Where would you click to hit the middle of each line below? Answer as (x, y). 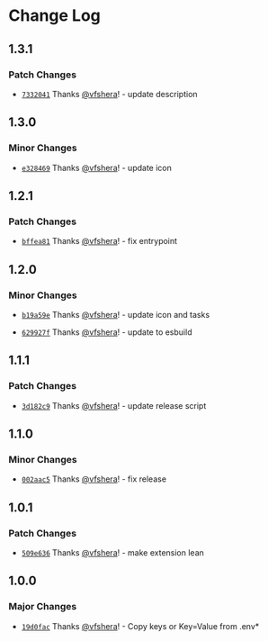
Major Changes (43, 607)
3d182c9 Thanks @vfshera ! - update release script (114, 405)
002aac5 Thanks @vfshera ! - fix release (94, 479)
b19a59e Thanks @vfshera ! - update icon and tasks (116, 314)
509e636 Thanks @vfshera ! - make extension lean (112, 553)
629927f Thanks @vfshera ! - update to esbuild (107, 332)
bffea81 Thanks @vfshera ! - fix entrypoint (99, 241)
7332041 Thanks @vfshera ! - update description (110, 94)
